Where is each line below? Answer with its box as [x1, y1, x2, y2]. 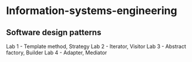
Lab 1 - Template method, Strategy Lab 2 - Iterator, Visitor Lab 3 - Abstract [6, 43, 187, 50]
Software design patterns [6, 27, 102, 37]
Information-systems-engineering [6, 4, 177, 18]
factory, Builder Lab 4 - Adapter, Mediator [6, 49, 107, 56]
